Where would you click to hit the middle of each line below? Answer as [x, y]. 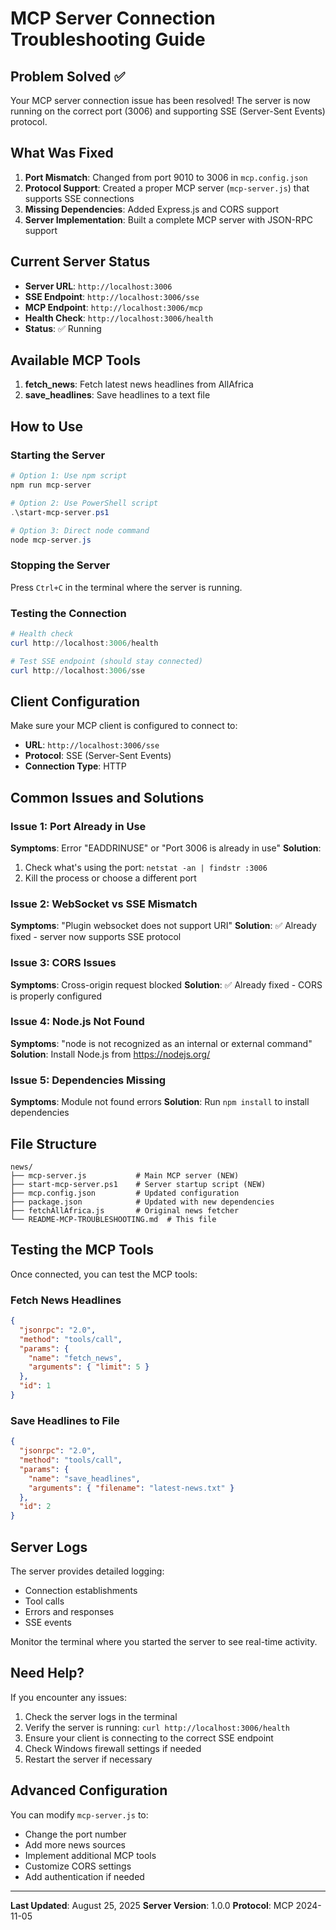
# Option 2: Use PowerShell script [84, 503]
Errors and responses [69, 1611]
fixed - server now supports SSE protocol [96, 937]
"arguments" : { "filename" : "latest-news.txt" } [131, 1488]
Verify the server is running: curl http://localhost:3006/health [157, 1727]
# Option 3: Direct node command [80, 530]
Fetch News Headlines [66, 1300]
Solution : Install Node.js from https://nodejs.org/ [110, 1054]
